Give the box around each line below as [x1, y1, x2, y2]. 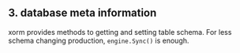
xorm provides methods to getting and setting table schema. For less [8, 27, 232, 36]
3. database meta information [8, 6, 157, 20]
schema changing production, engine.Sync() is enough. [8, 36, 189, 45]
